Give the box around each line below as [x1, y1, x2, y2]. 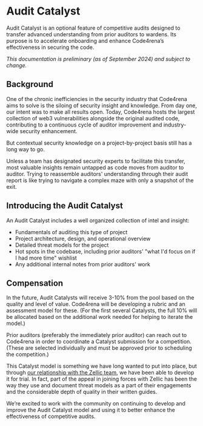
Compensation [6, 278, 64, 288]
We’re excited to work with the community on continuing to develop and [6, 400, 186, 407]
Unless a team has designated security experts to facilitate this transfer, [6, 157, 186, 165]
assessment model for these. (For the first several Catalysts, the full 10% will [6, 307, 198, 314]
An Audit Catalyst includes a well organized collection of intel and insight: [6, 217, 190, 224]
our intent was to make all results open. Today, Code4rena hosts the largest [6, 108, 195, 116]
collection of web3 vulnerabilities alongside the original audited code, [6, 114, 180, 122]
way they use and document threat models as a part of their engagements [6, 382, 191, 389]
